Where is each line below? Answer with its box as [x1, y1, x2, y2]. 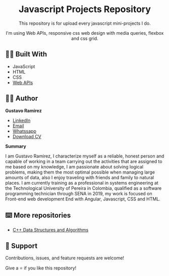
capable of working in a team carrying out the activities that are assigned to [5, 158, 162, 164]
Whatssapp [12, 128, 36, 134]
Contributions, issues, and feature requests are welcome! [5, 255, 125, 261]
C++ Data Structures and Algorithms [12, 227, 89, 233]
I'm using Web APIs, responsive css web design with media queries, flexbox [6, 30, 164, 36]
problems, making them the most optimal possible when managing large [5, 169, 155, 175]
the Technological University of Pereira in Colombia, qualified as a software [5, 185, 162, 191]
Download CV [12, 133, 41, 139]
